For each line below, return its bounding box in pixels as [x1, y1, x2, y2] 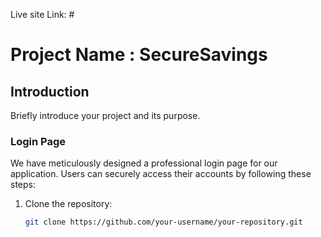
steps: [10, 179, 36, 191]
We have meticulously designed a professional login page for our [10, 157, 278, 169]
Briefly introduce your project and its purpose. [10, 110, 201, 121]
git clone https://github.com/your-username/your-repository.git [24, 217, 303, 228]
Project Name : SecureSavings [10, 44, 268, 66]
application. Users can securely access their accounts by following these [10, 168, 312, 180]
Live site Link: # [10, 9, 75, 20]
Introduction [10, 83, 90, 100]
